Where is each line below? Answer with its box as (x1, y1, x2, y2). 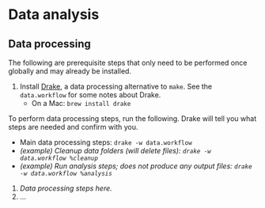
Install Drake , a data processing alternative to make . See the (19, 81, 213, 91)
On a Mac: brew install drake (31, 99, 131, 108)
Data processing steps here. (19, 183, 112, 193)
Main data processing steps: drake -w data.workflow (19, 138, 192, 147)
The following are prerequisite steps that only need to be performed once (8, 58, 248, 67)
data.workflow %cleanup (19, 154, 99, 162)
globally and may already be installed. (8, 66, 132, 76)
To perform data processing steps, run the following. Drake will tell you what (8, 114, 257, 123)
